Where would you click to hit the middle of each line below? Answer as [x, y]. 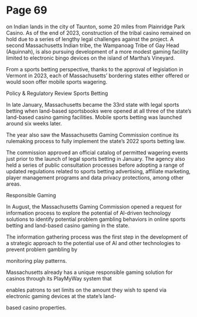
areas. [14, 184]
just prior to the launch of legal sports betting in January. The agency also [96, 158]
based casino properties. [36, 308]
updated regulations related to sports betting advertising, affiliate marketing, [98, 171]
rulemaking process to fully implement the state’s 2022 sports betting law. [96, 141]
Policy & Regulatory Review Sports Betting [57, 93]
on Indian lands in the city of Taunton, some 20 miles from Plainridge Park [96, 27]
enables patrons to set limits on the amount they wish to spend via [86, 290]
